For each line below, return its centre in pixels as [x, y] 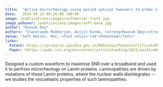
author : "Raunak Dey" [27, 28]
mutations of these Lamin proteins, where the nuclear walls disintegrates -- [80, 74]
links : [12, 41]
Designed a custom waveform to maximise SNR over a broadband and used [81, 64]
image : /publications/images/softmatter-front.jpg [57, 18]
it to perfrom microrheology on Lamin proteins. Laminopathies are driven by [81, 69]
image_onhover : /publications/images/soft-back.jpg [58, 23]
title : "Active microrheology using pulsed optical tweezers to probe [79, 9]
